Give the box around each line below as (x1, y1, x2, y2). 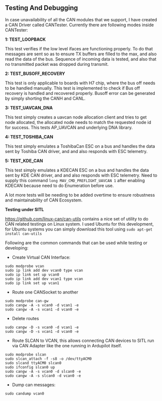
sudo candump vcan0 (5, 391, 44, 396)
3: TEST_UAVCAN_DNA (5, 105, 53, 110)
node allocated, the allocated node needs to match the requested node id (5, 119, 151, 125)
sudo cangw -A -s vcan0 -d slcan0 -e (5, 369, 81, 374)
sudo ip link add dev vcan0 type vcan (5, 268, 83, 273)
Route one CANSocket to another (12, 289, 78, 295)
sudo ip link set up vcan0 (5, 272, 59, 277)
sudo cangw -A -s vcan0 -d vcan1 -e (5, 303, 79, 308)
